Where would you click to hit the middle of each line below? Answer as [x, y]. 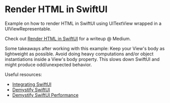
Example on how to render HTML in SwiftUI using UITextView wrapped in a [83, 23]
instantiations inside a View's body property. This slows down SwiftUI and [82, 59]
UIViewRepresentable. [28, 28]
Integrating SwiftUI [32, 84]
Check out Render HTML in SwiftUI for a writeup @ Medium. [68, 39]
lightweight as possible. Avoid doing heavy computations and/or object [79, 54]
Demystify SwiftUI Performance [45, 95]
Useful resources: [23, 74]
